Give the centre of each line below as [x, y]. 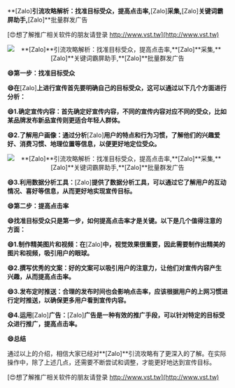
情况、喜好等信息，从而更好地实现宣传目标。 [72, 191]
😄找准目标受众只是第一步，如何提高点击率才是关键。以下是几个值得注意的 [115, 221]
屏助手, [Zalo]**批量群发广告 [48, 20]
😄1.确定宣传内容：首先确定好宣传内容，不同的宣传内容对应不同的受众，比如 [117, 112]
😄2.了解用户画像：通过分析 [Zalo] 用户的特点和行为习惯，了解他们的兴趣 [111, 135]
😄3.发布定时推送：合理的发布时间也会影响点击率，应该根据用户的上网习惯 [115, 292]
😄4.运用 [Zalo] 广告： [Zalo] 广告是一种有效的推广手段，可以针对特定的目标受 [116, 315]
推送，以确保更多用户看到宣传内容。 [78, 300]
